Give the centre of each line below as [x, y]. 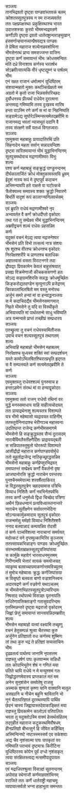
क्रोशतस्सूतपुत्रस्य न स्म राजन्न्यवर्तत [33, 18]
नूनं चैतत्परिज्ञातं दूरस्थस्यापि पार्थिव [33, 700]
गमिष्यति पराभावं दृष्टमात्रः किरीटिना [33, 746]
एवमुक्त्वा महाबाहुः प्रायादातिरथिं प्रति [32, 139]
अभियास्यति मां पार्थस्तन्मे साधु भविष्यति [36, 313]
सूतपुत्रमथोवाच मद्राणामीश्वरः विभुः [31, 157]
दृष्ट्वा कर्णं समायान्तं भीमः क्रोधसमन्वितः [36, 58]
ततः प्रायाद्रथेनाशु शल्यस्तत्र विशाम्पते [33, 411]
